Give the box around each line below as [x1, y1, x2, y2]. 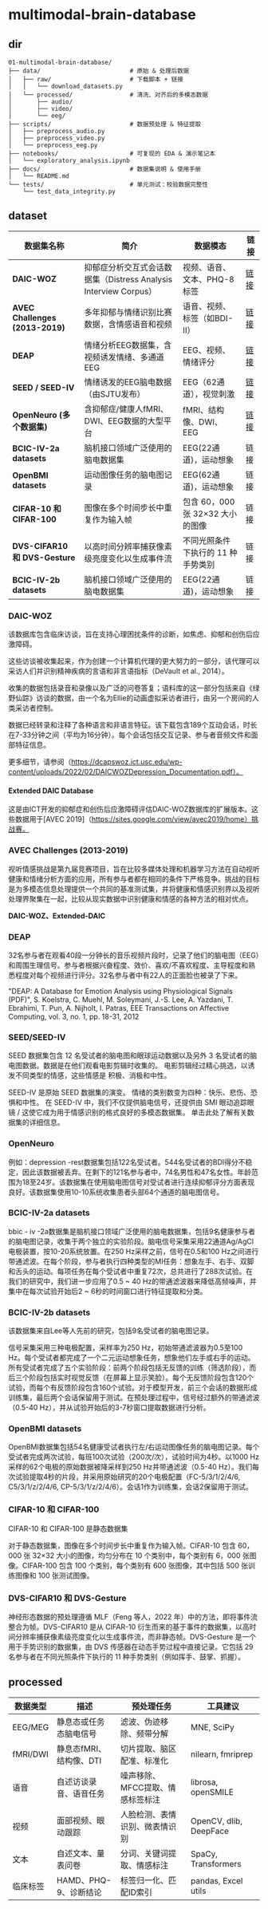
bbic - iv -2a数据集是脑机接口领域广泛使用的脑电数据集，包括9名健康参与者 [8, 1226, 256, 1236]
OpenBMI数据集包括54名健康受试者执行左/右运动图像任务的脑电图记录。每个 [8, 1442, 260, 1452]
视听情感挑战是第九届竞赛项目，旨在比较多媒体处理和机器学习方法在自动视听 [8, 864, 260, 874]
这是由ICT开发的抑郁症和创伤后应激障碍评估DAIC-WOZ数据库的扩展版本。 [8, 804, 252, 814]
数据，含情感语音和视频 [84, 318, 173, 329]
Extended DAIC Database [8, 786, 94, 795]
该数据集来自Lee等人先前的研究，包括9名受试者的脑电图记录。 [8, 1326, 214, 1335]
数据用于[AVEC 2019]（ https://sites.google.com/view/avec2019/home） [14, 814, 252, 824]
